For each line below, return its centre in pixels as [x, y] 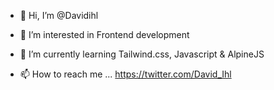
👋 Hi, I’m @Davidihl [59, 15]
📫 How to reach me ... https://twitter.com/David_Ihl [125, 74]
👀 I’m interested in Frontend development [104, 34]
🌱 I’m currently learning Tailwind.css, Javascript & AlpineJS [142, 54]
